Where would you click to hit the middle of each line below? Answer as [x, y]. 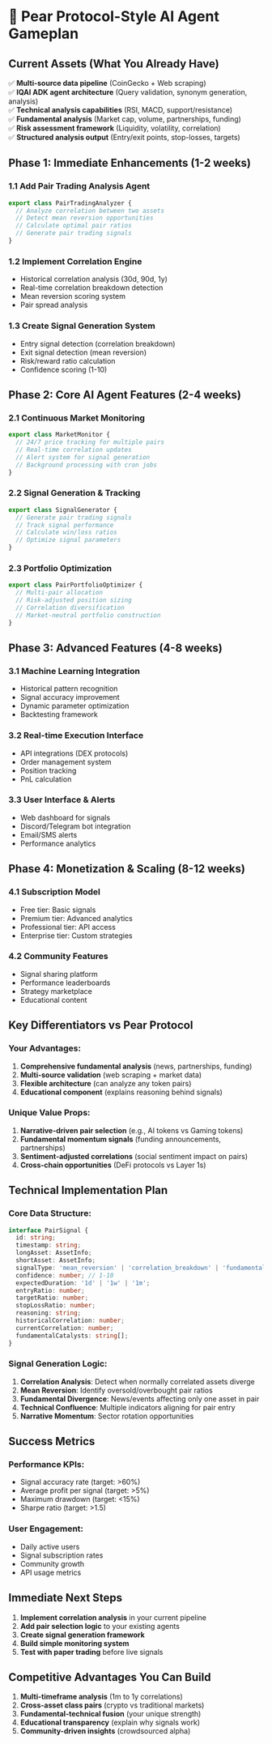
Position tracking [48, 770]
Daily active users [50, 1546]
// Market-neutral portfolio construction [88, 615]
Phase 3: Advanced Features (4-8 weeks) [115, 648]
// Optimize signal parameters [68, 540]
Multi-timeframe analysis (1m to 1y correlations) [102, 1697]
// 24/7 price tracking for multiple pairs [90, 442]
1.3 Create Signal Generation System [82, 326]
